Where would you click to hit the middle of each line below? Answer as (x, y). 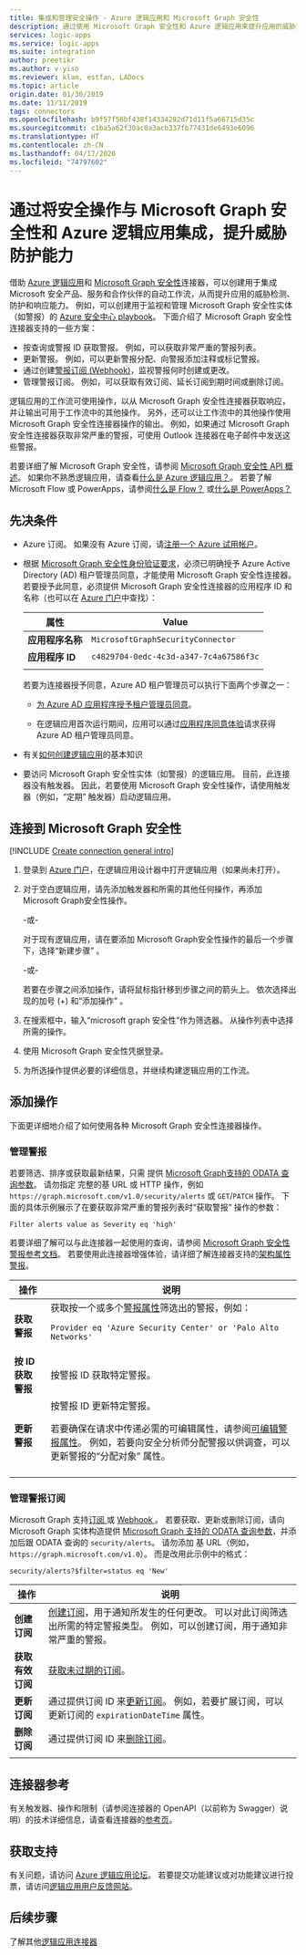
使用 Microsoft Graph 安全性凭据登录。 (95, 1051)
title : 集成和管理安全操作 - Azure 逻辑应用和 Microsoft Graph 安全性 (134, 18)
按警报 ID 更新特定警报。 (103, 1406)
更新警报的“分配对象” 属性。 (110, 1456)
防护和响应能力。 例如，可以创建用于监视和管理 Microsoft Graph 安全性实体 (151, 306)
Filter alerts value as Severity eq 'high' (93, 1225)
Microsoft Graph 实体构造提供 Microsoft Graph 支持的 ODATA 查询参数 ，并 (149, 1531)
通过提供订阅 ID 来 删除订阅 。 (110, 1739)
